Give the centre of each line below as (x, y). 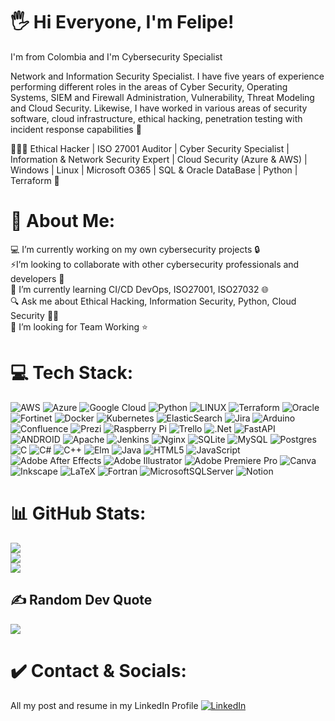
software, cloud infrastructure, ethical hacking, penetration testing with (156, 118)
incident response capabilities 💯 (76, 129)
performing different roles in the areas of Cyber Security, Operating (149, 86)
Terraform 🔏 (35, 180)
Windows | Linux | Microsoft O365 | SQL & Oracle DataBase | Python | (154, 170)
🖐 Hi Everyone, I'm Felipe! (122, 22)
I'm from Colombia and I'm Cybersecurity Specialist (116, 56)
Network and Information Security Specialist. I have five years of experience (167, 76)
